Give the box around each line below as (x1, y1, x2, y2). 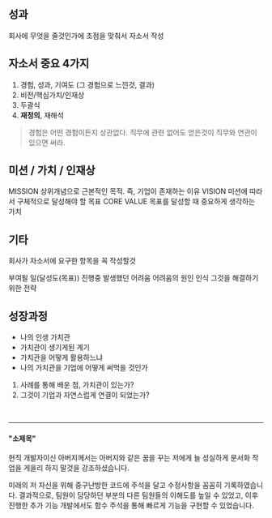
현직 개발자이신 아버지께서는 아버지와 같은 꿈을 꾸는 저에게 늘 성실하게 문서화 (8, 453, 251, 463)
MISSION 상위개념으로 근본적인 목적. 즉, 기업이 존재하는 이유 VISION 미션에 (8, 186, 249, 196)
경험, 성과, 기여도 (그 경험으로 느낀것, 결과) (19, 79, 155, 89)
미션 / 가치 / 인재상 (8, 164, 96, 178)
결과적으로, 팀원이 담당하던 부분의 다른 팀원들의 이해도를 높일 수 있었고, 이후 (19, 490, 259, 500)
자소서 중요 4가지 (8, 57, 90, 71)
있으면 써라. (28, 137, 66, 148)
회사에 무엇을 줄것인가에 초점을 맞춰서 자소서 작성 (8, 31, 164, 41)
